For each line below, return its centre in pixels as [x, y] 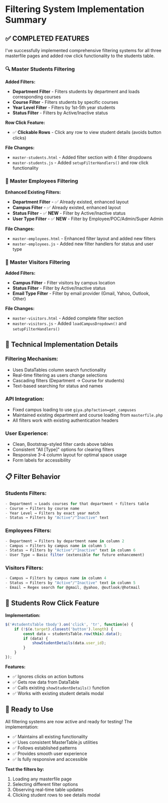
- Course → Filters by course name [42, 508]
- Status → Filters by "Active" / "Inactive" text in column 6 [70, 550]
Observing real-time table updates [48, 789]
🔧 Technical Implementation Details [62, 345]
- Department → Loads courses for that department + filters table [77, 504]
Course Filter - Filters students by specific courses [65, 102]
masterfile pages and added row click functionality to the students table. [80, 56]
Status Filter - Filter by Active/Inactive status [59, 288]
